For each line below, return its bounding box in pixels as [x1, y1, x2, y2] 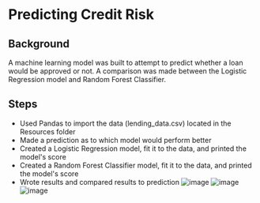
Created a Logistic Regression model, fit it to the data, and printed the [19, 144, 247, 153]
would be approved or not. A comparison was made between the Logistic [8, 66, 247, 76]
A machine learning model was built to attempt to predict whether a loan [8, 58, 243, 67]
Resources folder [19, 126, 76, 136]
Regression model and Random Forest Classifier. [8, 75, 167, 84]
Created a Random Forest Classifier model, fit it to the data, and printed [19, 160, 253, 170]
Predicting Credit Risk [8, 6, 154, 24]
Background [8, 37, 70, 51]
